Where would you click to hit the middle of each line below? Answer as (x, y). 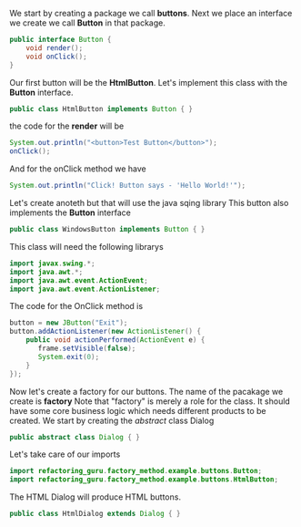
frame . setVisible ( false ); (87, 348)
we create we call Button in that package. (87, 23)
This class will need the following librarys (86, 246)
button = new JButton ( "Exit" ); (69, 323)
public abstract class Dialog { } (75, 437)
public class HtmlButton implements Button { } (101, 108)
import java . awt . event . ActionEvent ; (79, 280)
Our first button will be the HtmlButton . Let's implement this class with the (149, 82)
